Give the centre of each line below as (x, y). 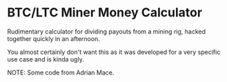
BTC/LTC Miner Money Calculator (105, 13)
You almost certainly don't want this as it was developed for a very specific (114, 52)
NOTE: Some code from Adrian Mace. (61, 72)
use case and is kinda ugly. (46, 59)
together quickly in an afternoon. (53, 38)
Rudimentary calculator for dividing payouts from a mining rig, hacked (106, 31)
